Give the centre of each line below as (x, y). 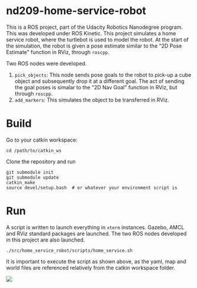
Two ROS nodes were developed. (46, 63)
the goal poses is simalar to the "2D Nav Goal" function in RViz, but (96, 87)
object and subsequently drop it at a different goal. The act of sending (99, 81)
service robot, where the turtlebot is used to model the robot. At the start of (98, 39)
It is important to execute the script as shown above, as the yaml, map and (96, 261)
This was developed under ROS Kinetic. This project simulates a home (91, 33)
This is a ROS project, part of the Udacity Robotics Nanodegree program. (95, 27)
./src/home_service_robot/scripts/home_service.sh (69, 250)
